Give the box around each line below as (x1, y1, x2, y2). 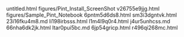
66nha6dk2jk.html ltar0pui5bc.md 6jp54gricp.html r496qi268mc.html (6, 24, 178, 31)
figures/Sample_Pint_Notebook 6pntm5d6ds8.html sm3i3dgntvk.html (6, 11, 177, 18)
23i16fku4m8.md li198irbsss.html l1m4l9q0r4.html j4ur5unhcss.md (6, 18, 171, 24)
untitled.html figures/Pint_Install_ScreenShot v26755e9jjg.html (6, 5, 160, 12)
